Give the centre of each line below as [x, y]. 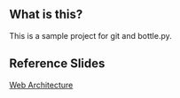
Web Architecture [41, 85]
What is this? [46, 15]
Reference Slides [57, 64]
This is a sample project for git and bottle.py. [91, 35]
